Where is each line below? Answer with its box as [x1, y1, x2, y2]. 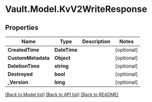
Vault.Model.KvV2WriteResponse [5, 3, 148, 15]
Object [54, 55, 71, 61]
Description [82, 38, 110, 45]
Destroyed [7, 71, 33, 78]
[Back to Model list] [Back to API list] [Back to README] [5, 92, 119, 98]
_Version [7, 79, 29, 86]
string [54, 63, 69, 69]
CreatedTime [7, 46, 40, 53]
